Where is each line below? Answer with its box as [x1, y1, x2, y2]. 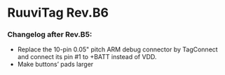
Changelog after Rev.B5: [7, 30, 93, 40]
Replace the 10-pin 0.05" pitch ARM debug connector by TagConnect [17, 45, 219, 53]
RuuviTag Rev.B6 [7, 5, 109, 21]
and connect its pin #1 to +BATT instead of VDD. [17, 53, 157, 61]
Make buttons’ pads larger [17, 60, 94, 69]
